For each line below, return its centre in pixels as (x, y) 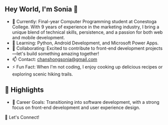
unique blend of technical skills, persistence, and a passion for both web (87, 32)
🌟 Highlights (24, 90)
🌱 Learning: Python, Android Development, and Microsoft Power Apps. (85, 43)
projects (154, 48)
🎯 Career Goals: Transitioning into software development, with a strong (86, 102)
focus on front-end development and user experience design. (76, 107)
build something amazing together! (63, 53)
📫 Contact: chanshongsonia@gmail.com (55, 59)
